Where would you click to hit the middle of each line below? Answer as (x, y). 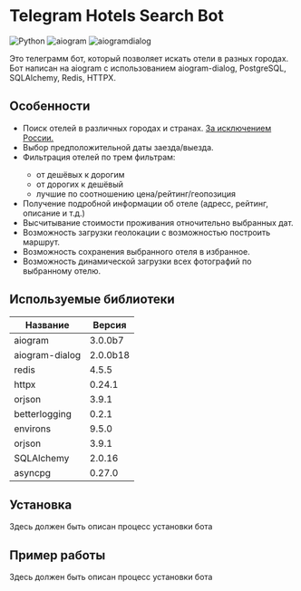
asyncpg (33, 472)
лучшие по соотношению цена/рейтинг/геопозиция (136, 194)
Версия (110, 325)
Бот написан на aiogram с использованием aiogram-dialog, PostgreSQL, (148, 68)
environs (33, 429)
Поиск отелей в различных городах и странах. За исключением (147, 128)
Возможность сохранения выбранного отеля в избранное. (136, 251)
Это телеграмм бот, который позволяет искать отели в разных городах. (149, 58)
